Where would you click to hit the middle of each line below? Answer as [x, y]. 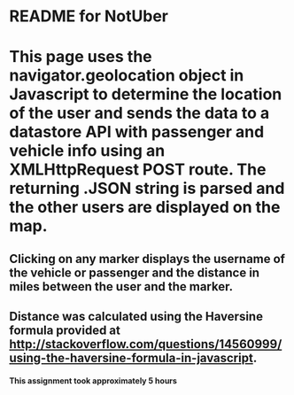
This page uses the [81, 57]
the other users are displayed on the [145, 208]
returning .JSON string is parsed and [147, 189]
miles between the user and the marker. [121, 287]
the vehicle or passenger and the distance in [134, 272]
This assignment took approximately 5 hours [93, 380]
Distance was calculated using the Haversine [136, 317]
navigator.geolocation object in [127, 76]
